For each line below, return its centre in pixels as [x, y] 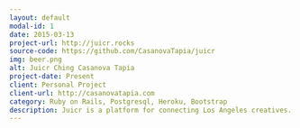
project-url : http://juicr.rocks [72, 43]
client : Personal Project [58, 85]
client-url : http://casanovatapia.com [82, 93]
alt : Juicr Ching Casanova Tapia [72, 69]
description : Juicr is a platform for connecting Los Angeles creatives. [151, 110]
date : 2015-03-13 [42, 34]
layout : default [40, 18]
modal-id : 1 [32, 26]
